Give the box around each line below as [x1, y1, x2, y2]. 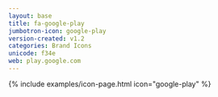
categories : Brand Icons [8, 42, 92, 50]
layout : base [8, 11, 52, 20]
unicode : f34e [8, 49, 57, 57]
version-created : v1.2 [8, 34, 85, 43]
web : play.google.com [8, 57, 82, 65]
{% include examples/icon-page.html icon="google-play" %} [8, 78, 212, 89]
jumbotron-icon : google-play [8, 27, 107, 35]
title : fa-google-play [8, 19, 85, 27]
